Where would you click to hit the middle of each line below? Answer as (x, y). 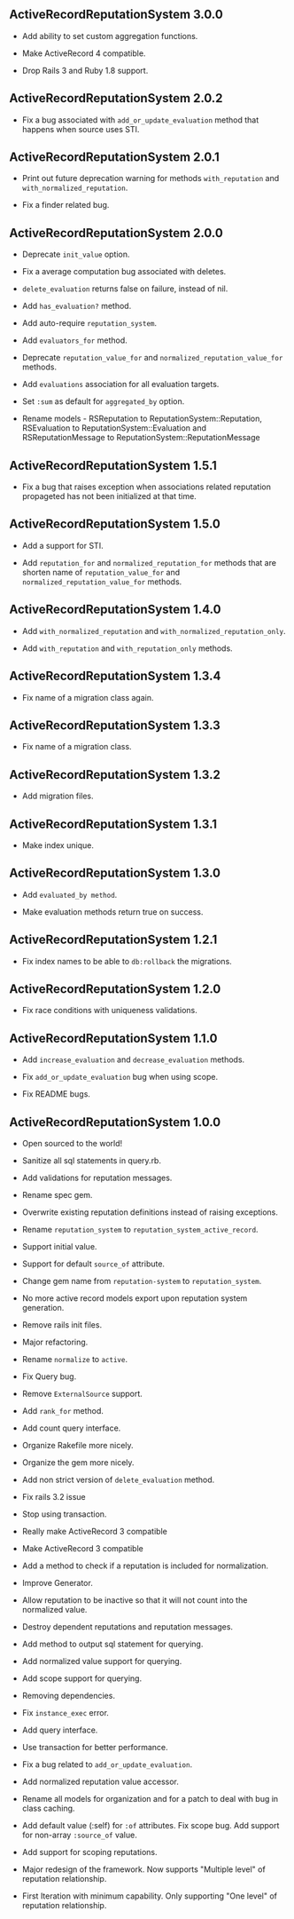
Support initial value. (59, 1246)
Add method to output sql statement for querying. (112, 1644)
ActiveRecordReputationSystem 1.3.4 (115, 676)
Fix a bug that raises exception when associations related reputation (147, 487)
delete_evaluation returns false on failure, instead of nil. (125, 289)
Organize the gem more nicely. (78, 1463)
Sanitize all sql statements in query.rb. (92, 1161)
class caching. (48, 1808)
